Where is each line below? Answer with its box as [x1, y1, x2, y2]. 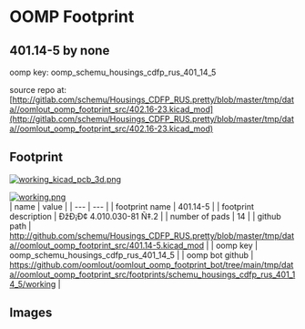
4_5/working [9, 278, 56, 289]
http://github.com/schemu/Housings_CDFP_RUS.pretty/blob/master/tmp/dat [9, 230, 295, 241]
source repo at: [9, 85, 66, 95]
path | [9, 221, 32, 231]
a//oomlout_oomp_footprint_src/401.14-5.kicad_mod [9, 240, 205, 251]
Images [9, 305, 53, 321]
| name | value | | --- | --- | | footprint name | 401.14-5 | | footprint [9, 200, 255, 211]
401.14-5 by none [9, 43, 110, 58]
